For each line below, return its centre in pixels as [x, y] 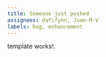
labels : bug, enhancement [45, 26]
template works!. [32, 47]
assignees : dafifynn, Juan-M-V [53, 20]
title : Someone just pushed [48, 14]
